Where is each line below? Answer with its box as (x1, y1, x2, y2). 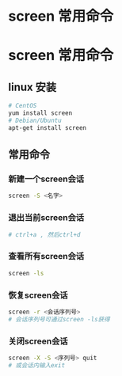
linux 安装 (8, 80, 57, 93)
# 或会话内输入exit (8, 361, 66, 369)
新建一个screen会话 (8, 173, 85, 184)
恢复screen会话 (8, 290, 69, 301)
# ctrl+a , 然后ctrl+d (8, 230, 81, 238)
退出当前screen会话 (8, 212, 85, 223)
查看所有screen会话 (8, 251, 85, 262)
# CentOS (8, 102, 37, 110)
